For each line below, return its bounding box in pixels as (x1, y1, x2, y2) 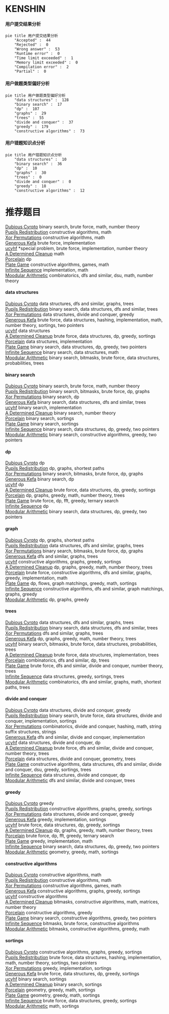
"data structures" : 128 (14, 97, 69, 102)
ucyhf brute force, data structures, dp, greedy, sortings (5, 822, 120, 828)
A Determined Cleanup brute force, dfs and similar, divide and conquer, (5, 744, 154, 751)
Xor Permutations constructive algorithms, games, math (5, 883, 121, 889)
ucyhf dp (5, 482, 24, 488)
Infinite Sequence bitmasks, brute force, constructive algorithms (5, 920, 139, 927)
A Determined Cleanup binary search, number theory (5, 410, 116, 416)
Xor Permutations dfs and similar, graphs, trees (5, 630, 104, 636)
